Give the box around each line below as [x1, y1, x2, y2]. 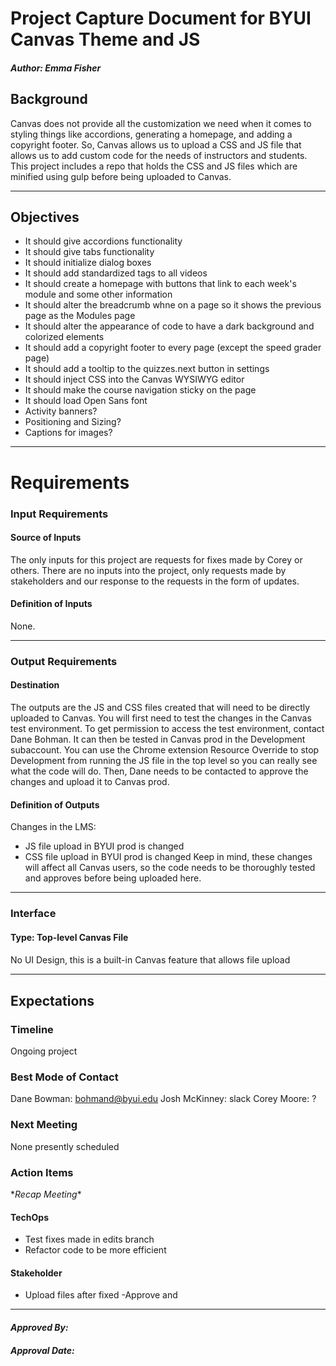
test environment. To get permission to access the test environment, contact [10, 723, 325, 735]
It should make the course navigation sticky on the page [24, 384, 257, 396]
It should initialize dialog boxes [24, 257, 152, 269]
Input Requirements [10, 507, 109, 521]
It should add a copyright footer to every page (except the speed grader [24, 342, 322, 354]
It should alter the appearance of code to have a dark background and [24, 320, 315, 332]
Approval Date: [10, 1344, 75, 1356]
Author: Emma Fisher [10, 62, 102, 74]
